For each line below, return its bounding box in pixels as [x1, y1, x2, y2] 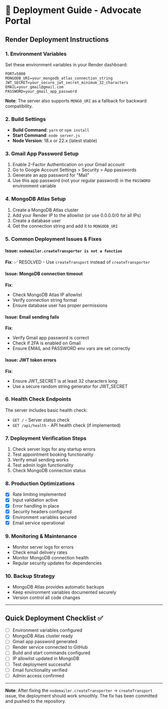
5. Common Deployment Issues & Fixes [5, 235, 102, 243]
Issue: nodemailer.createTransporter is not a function [5, 248, 122, 254]
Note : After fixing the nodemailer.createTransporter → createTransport [5, 687, 153, 693]
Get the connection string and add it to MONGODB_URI [12, 223, 118, 229]
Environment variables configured [12, 627, 82, 633]
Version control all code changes [12, 595, 80, 601]
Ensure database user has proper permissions [12, 302, 107, 308]
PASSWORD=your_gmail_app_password [5, 89, 77, 94]
